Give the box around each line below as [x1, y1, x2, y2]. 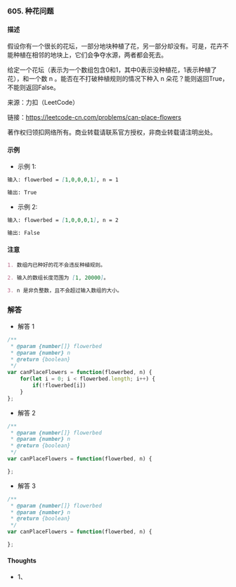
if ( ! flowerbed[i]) [32, 382, 86, 389]
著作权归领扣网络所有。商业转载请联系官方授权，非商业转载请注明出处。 [7, 128, 216, 136]
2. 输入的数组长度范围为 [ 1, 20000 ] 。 [7, 274, 110, 281]
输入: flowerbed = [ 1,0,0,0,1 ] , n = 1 [7, 176, 119, 183]
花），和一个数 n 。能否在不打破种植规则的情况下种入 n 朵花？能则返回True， [7, 75, 229, 83]
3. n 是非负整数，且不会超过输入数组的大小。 [7, 287, 123, 294]
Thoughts [7, 556, 37, 565]
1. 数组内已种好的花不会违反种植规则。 [7, 262, 106, 269]
